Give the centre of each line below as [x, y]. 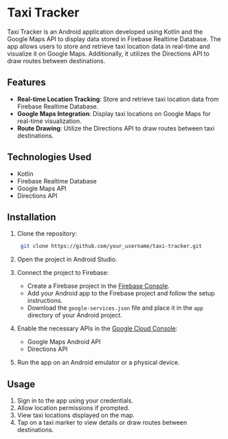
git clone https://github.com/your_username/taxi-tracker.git [111, 246]
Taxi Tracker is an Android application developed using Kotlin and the [105, 32]
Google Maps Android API [64, 342]
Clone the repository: [47, 234]
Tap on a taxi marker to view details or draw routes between [102, 423]
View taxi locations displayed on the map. [76, 415]
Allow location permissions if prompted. [73, 408]
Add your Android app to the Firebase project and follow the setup [121, 293]
